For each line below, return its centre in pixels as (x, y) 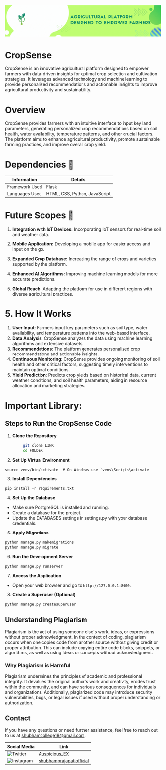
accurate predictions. (34, 279)
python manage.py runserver (34, 566)
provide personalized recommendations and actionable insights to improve (81, 84)
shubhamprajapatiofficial (64, 761)
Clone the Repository (34, 436)
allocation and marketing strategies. (49, 385)
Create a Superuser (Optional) (44, 595)
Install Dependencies (34, 479)
